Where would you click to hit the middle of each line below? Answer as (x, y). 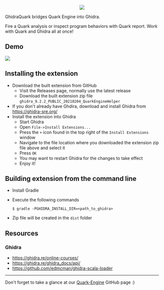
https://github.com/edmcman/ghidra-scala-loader (62, 268)
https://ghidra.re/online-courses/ (45, 258)
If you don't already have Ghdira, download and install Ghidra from (79, 106)
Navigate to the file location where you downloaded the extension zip (89, 142)
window (27, 137)
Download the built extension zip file (56, 96)
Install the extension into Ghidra (44, 116)
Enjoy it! (27, 163)
